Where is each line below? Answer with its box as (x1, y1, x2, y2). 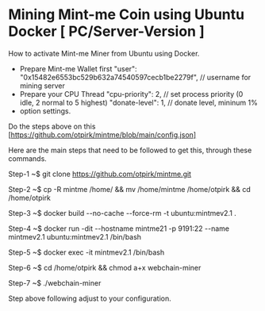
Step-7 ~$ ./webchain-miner (8, 278, 102, 287)
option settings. (19, 106, 71, 116)
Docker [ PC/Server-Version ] (8, 22, 205, 40)
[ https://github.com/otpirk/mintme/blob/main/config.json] (8, 129, 197, 140)
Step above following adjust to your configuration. (8, 294, 172, 303)
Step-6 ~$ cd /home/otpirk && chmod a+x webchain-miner (8, 263, 202, 272)
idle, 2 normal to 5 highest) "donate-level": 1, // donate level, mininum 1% (19, 98, 258, 107)
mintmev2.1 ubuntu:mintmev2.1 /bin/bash (8, 232, 141, 241)
